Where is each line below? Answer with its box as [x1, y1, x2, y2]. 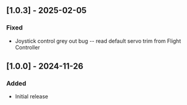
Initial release [14, 93, 48, 100]
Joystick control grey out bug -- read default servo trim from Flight [14, 37, 181, 45]
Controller [14, 43, 40, 51]
